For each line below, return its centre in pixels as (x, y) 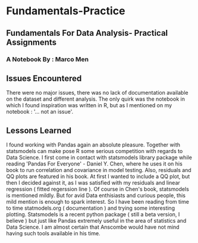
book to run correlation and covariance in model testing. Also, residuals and (99, 170)
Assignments (32, 42)
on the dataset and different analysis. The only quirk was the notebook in (96, 99)
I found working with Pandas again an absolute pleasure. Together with (93, 145)
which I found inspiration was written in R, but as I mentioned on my (89, 105)
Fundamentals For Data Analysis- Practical (87, 33)
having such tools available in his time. (53, 233)
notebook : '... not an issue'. (40, 112)
